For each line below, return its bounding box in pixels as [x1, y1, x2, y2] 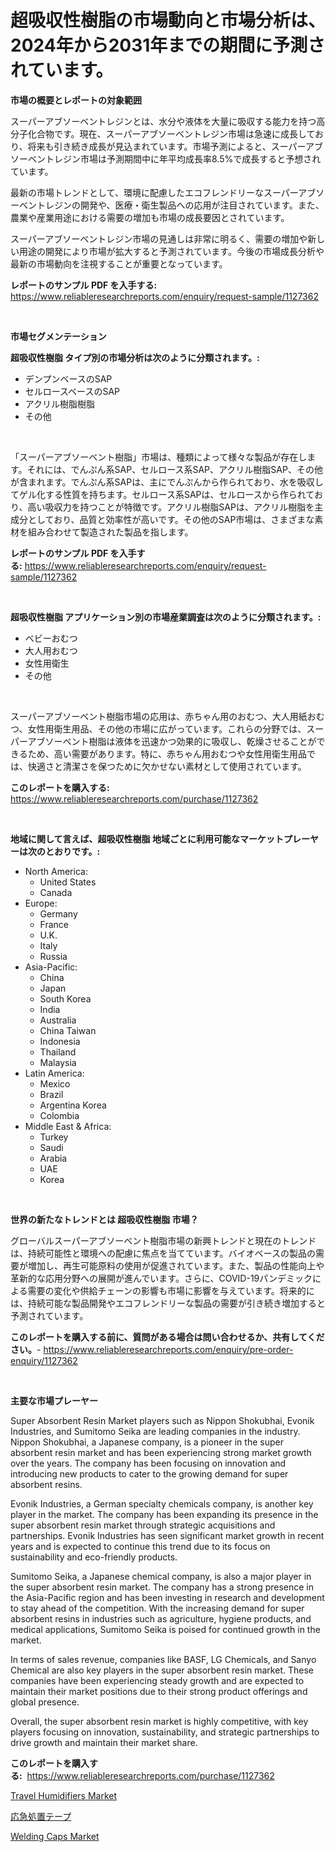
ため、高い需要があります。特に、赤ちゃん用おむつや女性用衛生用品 [27, 747, 307, 760]
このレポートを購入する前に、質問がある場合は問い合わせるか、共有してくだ [10, 1331, 325, 1343]
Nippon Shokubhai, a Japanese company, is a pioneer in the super [10, 1436, 284, 1448]
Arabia [39, 1152, 68, 1164]
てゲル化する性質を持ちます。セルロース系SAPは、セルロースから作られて [10, 488, 315, 500]
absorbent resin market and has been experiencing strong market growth [10, 1446, 312, 1458]
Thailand [39, 1046, 77, 1058]
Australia [39, 1014, 77, 1026]
